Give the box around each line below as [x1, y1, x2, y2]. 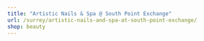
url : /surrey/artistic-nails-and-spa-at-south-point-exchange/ [7, 17, 198, 24]
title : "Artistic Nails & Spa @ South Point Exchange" [7, 10, 172, 17]
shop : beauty [7, 23, 46, 30]
